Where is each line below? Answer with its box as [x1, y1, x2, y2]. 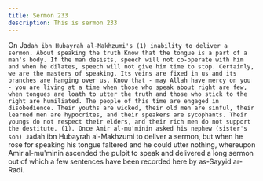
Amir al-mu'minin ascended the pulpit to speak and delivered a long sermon [8, 148, 254, 157]
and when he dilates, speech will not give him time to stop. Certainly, [8, 62, 255, 71]
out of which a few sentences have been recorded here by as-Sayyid [8, 157, 232, 166]
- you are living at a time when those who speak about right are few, [8, 83, 247, 91]
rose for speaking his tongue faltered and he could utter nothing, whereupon [8, 139, 256, 150]
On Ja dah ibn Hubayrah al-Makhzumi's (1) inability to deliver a [8, 40, 228, 50]
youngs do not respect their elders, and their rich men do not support [8, 117, 251, 126]
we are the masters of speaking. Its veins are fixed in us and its [8, 69, 237, 77]
